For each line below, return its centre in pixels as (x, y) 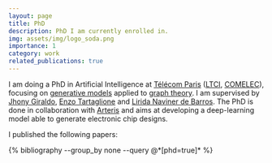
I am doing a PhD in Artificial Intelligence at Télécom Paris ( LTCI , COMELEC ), (136, 84)
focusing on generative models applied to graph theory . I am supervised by (134, 92)
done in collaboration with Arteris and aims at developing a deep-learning (132, 109)
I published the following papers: (63, 134)
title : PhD (27, 24)
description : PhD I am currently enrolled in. (89, 31)
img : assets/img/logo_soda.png (61, 39)
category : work (34, 54)
